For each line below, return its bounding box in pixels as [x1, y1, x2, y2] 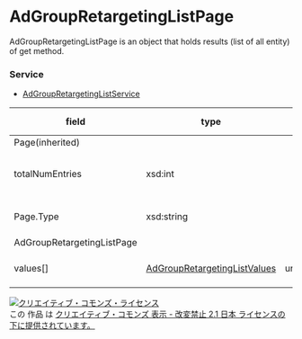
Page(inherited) [13, 137, 81, 149]
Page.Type [13, 210, 60, 223]
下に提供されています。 [9, 320, 96, 331]
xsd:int [146, 168, 175, 181]
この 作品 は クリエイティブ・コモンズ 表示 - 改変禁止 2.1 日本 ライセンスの [9, 308, 286, 320]
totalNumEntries [13, 168, 83, 181]
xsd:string [146, 210, 189, 223]
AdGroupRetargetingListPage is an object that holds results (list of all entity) [9, 36, 290, 47]
